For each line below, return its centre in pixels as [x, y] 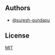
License [17, 36]
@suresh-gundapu [31, 20]
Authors [18, 8]
